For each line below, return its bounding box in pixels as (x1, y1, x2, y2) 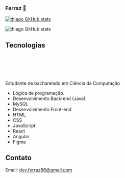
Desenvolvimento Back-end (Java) (12, 95, 86, 101)
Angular (12, 133, 30, 139)
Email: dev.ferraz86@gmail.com (5, 167, 72, 173)
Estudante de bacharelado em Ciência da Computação (5, 80, 120, 86)
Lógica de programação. (12, 90, 65, 96)
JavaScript (12, 122, 36, 129)
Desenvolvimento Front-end (12, 106, 72, 112)
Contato (5, 153, 32, 162)
